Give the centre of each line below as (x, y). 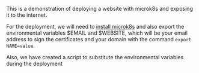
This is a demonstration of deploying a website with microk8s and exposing (100, 9)
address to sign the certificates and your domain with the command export (99, 39)
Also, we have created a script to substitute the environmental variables (95, 57)
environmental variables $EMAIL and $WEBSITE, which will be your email (97, 33)
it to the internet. (27, 15)
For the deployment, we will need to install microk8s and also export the (95, 27)
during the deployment (35, 63)
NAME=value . (20, 45)
